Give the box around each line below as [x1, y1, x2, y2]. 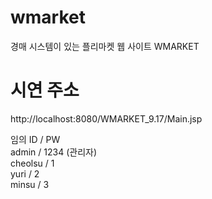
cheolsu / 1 [10, 157, 55, 169]
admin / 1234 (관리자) [10, 146, 97, 158]
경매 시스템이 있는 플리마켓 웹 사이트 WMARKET [10, 40, 200, 52]
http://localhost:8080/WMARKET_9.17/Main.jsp [10, 112, 203, 125]
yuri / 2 [10, 167, 40, 180]
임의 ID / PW [10, 133, 61, 145]
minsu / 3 [10, 178, 50, 190]
